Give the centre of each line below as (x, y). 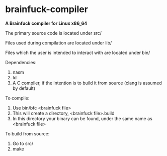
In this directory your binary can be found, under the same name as (82, 118)
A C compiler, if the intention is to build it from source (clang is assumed (87, 83)
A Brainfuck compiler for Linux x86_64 (46, 23)
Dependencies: (21, 62)
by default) (24, 88)
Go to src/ (23, 143)
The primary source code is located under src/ (54, 33)
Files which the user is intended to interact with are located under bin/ (78, 53)
